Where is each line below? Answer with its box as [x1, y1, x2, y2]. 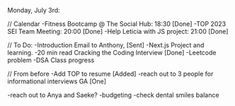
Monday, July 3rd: [7, 6, 60, 14]
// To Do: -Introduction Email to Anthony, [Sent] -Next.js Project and [7, 41, 205, 49]
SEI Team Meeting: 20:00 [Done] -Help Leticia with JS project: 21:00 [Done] [7, 28, 229, 35]
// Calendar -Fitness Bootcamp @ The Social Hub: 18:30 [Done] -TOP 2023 [7, 20, 227, 28]
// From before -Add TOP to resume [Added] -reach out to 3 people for [7, 70, 214, 78]
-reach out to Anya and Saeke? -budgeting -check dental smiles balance [7, 91, 219, 99]
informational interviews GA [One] [7, 77, 107, 86]
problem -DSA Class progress [7, 56, 95, 64]
